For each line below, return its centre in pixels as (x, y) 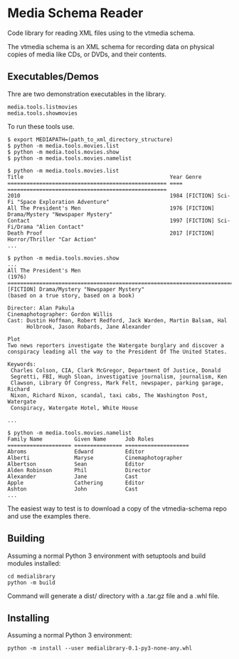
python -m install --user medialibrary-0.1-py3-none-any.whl (100, 648)
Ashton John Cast (73, 489)
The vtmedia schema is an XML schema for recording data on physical (111, 46)
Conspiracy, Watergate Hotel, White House (74, 408)
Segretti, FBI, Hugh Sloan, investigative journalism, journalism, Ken (119, 377)
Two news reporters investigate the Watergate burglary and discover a (116, 345)
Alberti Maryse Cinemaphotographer (95, 458)
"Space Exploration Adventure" (63, 202)
